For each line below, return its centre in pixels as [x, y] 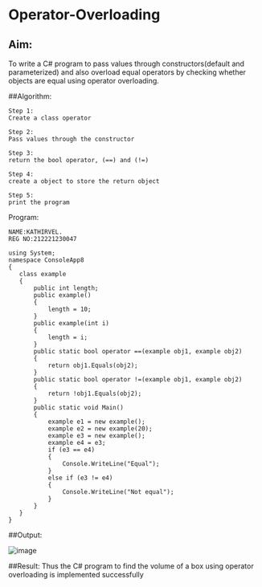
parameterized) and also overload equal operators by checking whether [127, 72]
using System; [32, 253]
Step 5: [21, 195]
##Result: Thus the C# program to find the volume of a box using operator [131, 566]
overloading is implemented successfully [76, 575]
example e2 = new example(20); [100, 429]
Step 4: [21, 174]
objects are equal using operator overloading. [84, 81]
